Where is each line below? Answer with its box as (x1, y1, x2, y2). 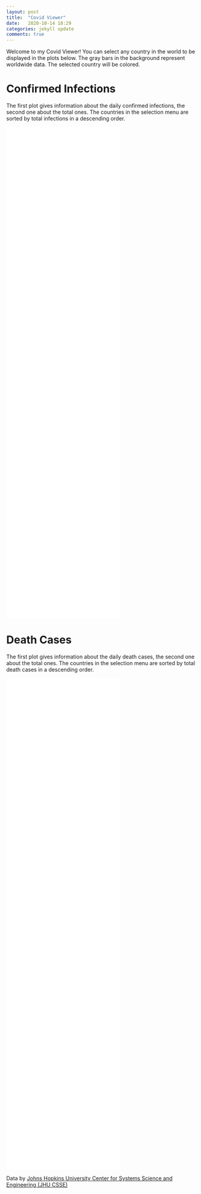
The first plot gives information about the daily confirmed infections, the (6, 102, 185, 110)
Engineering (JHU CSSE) (6, 1181, 68, 1188)
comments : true (6, 31, 45, 38)
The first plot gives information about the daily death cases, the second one (6, 653, 195, 660)
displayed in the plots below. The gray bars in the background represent (6, 54, 185, 62)
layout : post (6, 8, 39, 15)
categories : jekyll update (6, 25, 74, 32)
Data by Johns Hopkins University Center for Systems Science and (6, 1175, 173, 1182)
